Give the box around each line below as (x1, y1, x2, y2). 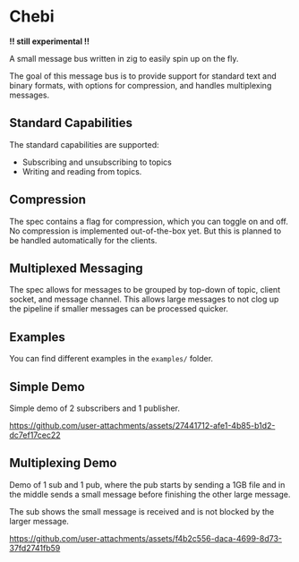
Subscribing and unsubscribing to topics (21, 157, 172, 167)
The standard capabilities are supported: (9, 139, 159, 149)
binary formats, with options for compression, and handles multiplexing (9, 80, 272, 90)
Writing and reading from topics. (21, 166, 142, 176)
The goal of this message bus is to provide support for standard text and (9, 70, 278, 81)
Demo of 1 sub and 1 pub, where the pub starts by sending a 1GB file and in (9, 479, 286, 490)
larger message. (9, 515, 70, 526)
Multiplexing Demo (9, 456, 117, 471)
